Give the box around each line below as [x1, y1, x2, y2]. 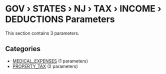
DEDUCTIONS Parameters [5, 13, 115, 25]
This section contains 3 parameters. [5, 30, 79, 36]
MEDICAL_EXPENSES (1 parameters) [12, 58, 88, 64]
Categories [5, 44, 41, 53]
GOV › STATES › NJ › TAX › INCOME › [5, 3, 161, 14]
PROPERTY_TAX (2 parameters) [12, 63, 78, 69]
